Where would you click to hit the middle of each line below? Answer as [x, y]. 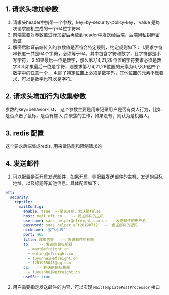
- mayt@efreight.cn [48, 249]
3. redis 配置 [25, 133]
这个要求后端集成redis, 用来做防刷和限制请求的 [54, 146]
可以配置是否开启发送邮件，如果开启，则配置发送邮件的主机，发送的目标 [88, 177]
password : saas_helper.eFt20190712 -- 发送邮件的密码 [80, 225]
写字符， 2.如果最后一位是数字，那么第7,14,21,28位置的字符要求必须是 [85, 60]
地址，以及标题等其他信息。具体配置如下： [57, 183]
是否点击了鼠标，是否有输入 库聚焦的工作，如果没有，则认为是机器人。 [79, 115]
